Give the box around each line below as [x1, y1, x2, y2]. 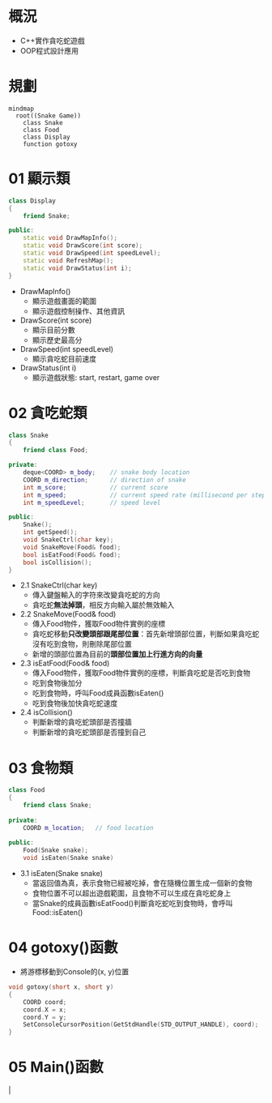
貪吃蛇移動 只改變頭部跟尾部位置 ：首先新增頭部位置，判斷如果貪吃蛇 [32, 629, 260, 639]
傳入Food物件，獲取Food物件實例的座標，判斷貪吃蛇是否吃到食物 [32, 668, 251, 678]
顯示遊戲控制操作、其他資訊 [32, 306, 125, 316]
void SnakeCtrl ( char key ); [23, 536, 114, 544]
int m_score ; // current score [23, 483, 168, 491]
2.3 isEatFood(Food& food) [19, 658, 110, 669]
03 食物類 [8, 759, 74, 777]
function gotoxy [23, 139, 79, 148]
